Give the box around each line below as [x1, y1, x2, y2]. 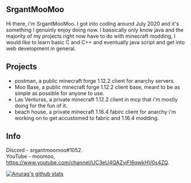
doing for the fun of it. [14, 102, 68, 109]
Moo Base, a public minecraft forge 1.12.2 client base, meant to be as [14, 83, 180, 90]
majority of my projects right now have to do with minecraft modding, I [6, 32, 176, 40]
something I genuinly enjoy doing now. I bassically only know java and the [6, 26, 184, 33]
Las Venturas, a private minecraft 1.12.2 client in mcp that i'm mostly [14, 96, 178, 103]
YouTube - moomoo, [6, 153, 55, 160]
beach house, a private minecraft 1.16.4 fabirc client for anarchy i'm [14, 108, 176, 115]
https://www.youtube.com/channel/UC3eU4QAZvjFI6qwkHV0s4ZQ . [6, 159, 169, 166]
